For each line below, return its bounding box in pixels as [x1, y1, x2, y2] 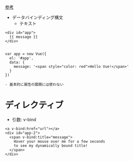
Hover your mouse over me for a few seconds [14, 139, 105, 144]
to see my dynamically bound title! [14, 143, 88, 148]
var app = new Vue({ [5, 51, 47, 56]
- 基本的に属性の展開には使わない [5, 82, 64, 87]
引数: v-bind [12, 116, 36, 122]
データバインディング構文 [12, 15, 63, 20]
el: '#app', [9, 56, 34, 61]
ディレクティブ [5, 100, 64, 111]
